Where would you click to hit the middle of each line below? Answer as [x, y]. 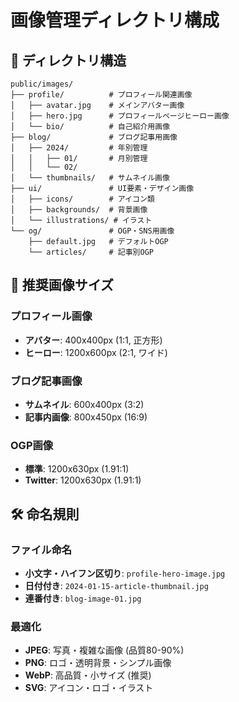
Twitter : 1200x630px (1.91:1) [83, 480]
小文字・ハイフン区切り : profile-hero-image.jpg [125, 573]
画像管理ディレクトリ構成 [115, 20]
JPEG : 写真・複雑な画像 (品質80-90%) [104, 650]
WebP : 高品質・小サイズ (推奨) [88, 675]
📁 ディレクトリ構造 [68, 60]
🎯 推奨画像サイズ [62, 285]
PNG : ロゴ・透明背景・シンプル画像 [98, 663]
